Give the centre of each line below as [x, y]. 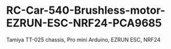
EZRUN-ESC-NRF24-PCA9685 [84, 23]
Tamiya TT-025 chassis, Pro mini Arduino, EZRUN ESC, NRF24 [83, 39]
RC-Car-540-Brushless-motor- [86, 10]
